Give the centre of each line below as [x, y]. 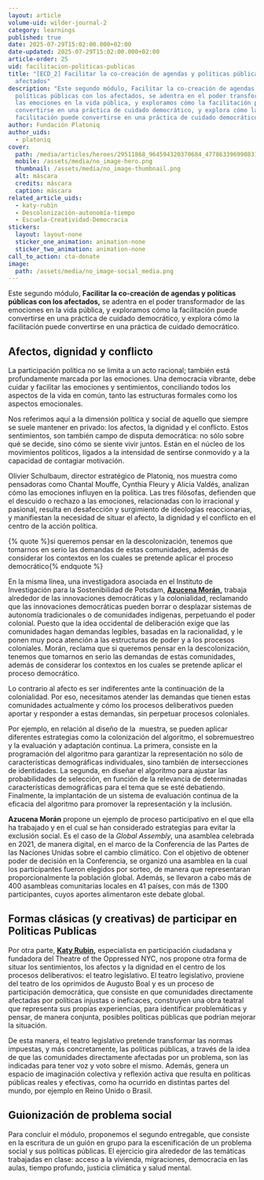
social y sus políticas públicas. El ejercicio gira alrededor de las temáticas [127, 1151]
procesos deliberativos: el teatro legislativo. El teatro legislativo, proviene [126, 975]
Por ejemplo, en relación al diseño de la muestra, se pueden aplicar [118, 729]
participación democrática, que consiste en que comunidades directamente [131, 991]
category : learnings [42, 30]
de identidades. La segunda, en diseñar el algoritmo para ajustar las [118, 771]
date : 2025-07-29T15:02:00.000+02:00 [70, 45]
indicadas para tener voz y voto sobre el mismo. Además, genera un [119, 1065]
